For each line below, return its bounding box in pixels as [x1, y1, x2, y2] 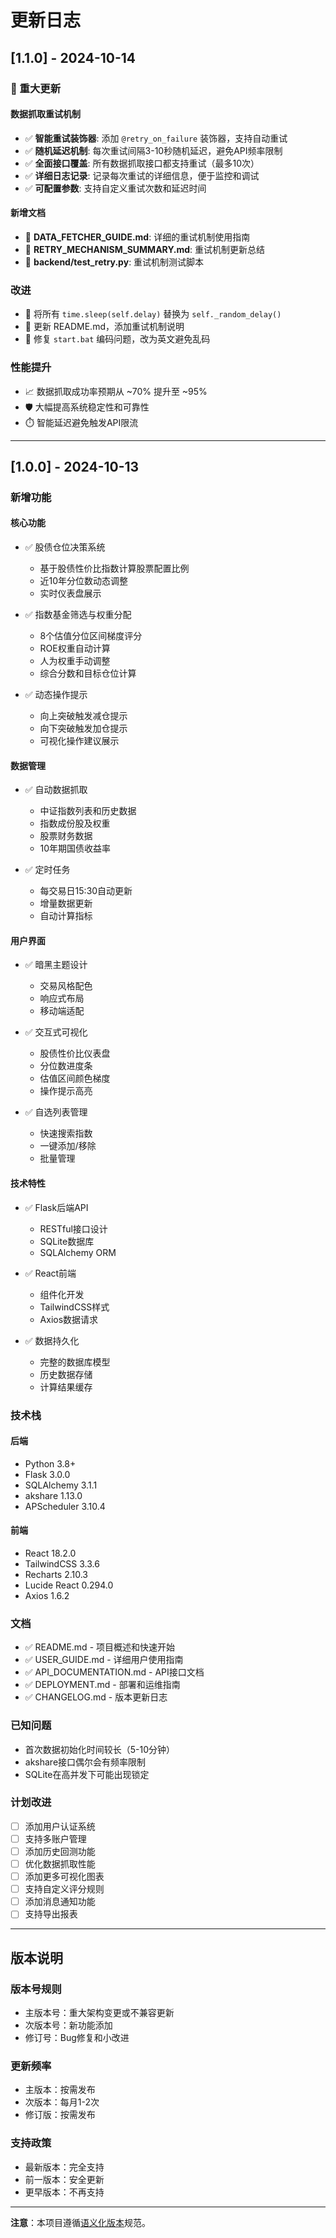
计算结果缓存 [39, 1381, 93, 1393]
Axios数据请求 [39, 1313, 99, 1325]
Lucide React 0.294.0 [24, 1579, 114, 1591]
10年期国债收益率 [39, 842, 112, 855]
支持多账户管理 [24, 1832, 87, 1845]
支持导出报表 [24, 1908, 78, 1920]
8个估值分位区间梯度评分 [39, 630, 143, 642]
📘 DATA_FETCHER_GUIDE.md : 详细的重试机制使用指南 [24, 231, 251, 243]
